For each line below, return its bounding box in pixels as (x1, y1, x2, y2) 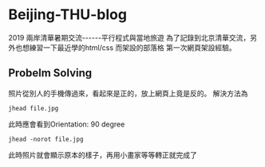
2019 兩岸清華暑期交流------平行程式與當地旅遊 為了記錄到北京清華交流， (8, 33, 251, 42)
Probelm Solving (8, 66, 93, 80)
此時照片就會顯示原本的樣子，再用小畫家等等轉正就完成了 (8, 150, 197, 160)
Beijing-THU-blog (8, 6, 128, 24)
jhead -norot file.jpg (8, 135, 84, 143)
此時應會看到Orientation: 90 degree (8, 119, 125, 129)
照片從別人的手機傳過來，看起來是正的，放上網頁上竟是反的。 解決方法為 (8, 88, 248, 98)
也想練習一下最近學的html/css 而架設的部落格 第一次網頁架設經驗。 (14, 42, 237, 52)
